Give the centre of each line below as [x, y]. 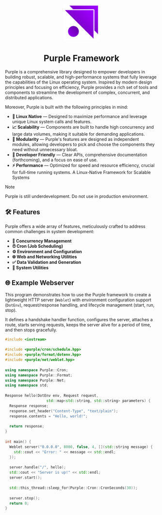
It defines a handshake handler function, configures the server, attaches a [79, 319]
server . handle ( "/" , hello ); [38, 467]
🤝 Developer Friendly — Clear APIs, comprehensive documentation [80, 154]
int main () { [18, 442]
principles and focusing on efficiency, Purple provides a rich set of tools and [81, 87]
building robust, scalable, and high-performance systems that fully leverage [81, 77]
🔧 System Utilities [30, 267]
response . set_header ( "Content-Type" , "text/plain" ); [64, 411]
